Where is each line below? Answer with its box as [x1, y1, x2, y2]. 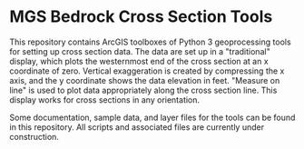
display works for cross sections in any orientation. [9, 94, 201, 105]
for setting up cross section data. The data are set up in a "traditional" [9, 45, 270, 56]
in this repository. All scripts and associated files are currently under [9, 121, 265, 133]
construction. [9, 131, 59, 142]
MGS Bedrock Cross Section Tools [9, 6, 273, 27]
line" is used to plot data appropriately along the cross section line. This [9, 84, 278, 95]
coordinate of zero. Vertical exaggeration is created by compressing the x [9, 65, 285, 76]
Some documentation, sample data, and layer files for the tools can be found [9, 112, 296, 123]
